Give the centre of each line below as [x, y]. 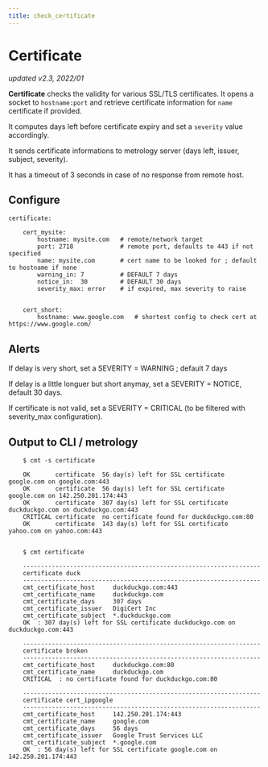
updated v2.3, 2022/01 [46, 78]
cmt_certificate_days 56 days [80, 728]
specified [25, 254]
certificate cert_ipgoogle [68, 700]
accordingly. [29, 135]
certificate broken [56, 651]
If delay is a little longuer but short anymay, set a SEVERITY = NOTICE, [125, 384]
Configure [34, 199]
